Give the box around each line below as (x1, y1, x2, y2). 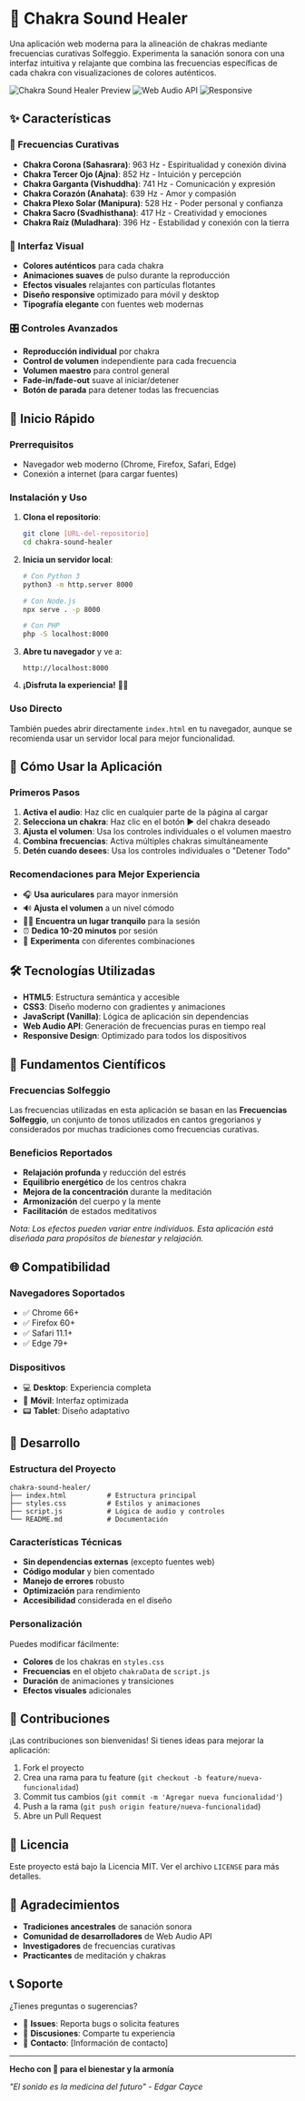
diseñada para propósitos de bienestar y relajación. (9, 1233, 204, 1244)
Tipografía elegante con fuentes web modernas (22, 299, 204, 310)
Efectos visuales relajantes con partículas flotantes (22, 279, 216, 290)
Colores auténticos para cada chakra (22, 260, 164, 271)
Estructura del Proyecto (9, 1462, 116, 1475)
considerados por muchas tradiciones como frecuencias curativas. (9, 1123, 261, 1134)
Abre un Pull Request (22, 1810, 102, 1821)
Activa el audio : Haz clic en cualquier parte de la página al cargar (22, 807, 269, 818)
